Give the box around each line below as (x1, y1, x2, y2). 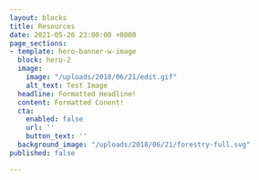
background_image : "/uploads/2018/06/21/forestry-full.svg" (17, 140, 251, 149)
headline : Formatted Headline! (17, 89, 137, 98)
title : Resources (9, 22, 76, 31)
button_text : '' (26, 132, 88, 141)
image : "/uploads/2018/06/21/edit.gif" (26, 73, 178, 82)
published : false (9, 148, 76, 157)
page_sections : (9, 38, 67, 48)
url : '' (26, 124, 55, 133)
